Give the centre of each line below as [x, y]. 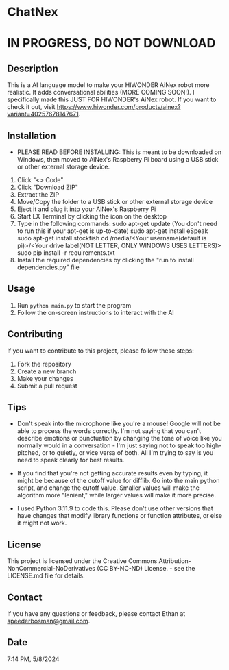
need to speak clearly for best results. [71, 460]
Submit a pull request [47, 386]
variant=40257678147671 [43, 114]
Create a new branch [47, 371]
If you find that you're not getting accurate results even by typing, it [112, 473]
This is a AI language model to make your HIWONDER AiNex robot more [108, 85]
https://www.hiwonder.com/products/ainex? [119, 107]
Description [33, 68]
